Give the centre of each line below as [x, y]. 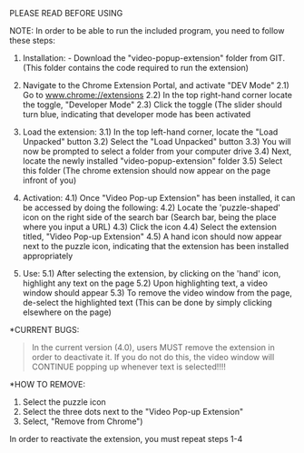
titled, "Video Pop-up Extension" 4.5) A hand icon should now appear [152, 237]
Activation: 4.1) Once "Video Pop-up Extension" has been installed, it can [159, 198]
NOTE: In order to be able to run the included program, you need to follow [147, 30]
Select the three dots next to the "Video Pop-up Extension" [133, 412]
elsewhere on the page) [67, 312]
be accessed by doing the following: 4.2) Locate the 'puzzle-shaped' [152, 207]
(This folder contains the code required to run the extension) [136, 68]
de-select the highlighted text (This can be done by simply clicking [147, 302]
